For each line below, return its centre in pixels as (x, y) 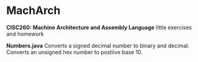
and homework (25, 33)
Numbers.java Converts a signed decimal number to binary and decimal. (98, 46)
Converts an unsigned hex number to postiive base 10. (75, 52)
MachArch (34, 11)
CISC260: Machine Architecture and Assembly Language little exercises (99, 27)
